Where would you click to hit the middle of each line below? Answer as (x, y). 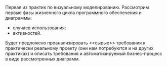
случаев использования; (39, 28)
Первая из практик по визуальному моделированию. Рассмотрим (77, 7)
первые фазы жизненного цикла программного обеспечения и (73, 13)
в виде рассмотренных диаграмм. (43, 59)
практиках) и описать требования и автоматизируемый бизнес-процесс (84, 53)
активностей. (27, 33)
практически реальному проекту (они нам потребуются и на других (79, 48)
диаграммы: (18, 18)
